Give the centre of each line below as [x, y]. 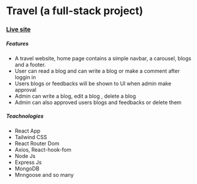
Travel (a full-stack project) [75, 11]
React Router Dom [37, 144]
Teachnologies [25, 116]
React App [28, 131]
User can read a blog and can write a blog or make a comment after [97, 71]
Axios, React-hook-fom [43, 150]
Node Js [25, 156]
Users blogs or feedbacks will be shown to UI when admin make [93, 83]
